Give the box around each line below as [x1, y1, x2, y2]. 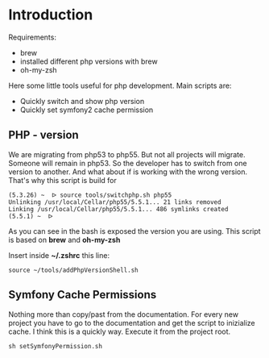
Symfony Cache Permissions [8, 288, 157, 302]
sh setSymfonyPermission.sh [8, 342, 103, 350]
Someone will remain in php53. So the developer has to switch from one [8, 158, 247, 168]
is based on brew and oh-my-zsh [8, 235, 121, 244]
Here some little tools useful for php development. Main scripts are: [8, 81, 232, 90]
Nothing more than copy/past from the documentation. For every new [8, 309, 239, 319]
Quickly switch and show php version [19, 96, 145, 106]
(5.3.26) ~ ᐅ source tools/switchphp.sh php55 [8, 191, 172, 199]
